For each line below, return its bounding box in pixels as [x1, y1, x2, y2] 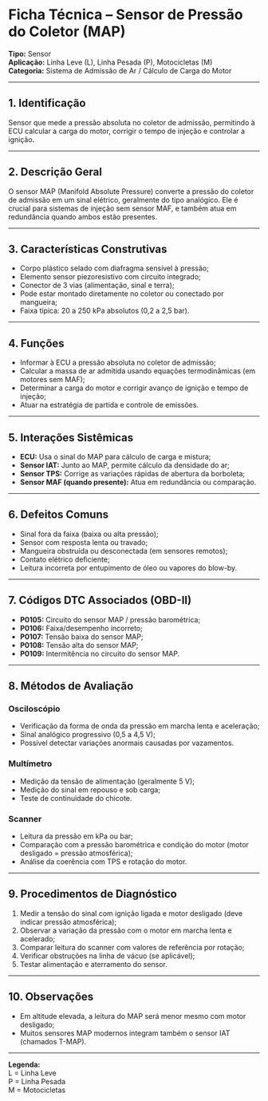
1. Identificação [8, 97, 86, 110]
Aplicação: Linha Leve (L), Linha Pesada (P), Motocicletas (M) [8, 57, 213, 67]
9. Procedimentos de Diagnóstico [8, 887, 177, 901]
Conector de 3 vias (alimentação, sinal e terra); [19, 281, 175, 290]
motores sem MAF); [19, 375, 85, 385]
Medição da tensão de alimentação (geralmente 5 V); [19, 776, 195, 786]
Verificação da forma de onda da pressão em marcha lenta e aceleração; [19, 721, 260, 731]
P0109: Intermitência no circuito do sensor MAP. [19, 649, 180, 658]
